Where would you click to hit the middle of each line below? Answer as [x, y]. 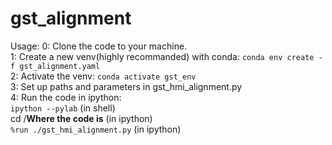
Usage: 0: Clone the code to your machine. [99, 46]
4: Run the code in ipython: [66, 97]
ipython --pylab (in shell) [63, 108]
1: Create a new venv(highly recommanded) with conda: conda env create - [166, 56]
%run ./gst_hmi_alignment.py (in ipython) [96, 129]
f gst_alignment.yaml [55, 66]
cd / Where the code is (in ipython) [81, 118]
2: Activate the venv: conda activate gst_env [103, 76]
